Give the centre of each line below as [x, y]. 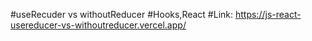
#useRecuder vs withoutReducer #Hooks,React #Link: [122, 14]
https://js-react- [268, 14]
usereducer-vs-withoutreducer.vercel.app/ [98, 25]
